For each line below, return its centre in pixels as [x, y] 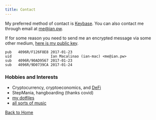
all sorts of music [29, 103]
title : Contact [20, 9]
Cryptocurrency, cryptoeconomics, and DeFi [56, 87]
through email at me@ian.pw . [34, 28]
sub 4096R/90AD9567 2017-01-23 [39, 60]
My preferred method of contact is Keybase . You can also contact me [74, 23]
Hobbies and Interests [31, 77]
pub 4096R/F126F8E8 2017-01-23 [39, 52]
